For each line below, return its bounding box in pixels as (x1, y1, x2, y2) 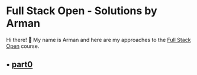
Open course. (6, 43, 40, 50)
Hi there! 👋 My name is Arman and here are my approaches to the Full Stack (6, 36, 191, 43)
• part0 (6, 60, 33, 70)
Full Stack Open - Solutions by (6, 4, 158, 18)
